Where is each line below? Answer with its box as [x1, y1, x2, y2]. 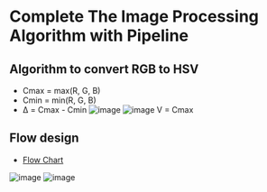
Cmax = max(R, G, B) [22, 86, 101, 96]
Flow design [9, 131, 79, 146]
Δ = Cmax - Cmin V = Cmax [22, 105, 194, 114]
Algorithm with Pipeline [9, 25, 189, 46]
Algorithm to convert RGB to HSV [9, 61, 199, 77]
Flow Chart [22, 154, 64, 165]
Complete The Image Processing [9, 6, 260, 27]
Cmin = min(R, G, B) [22, 95, 97, 105]
